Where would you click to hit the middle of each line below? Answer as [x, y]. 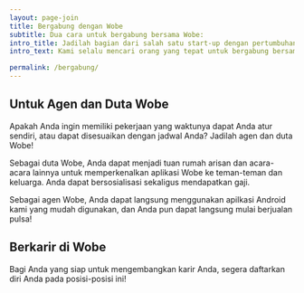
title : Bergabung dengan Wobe [66, 26]
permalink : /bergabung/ [54, 68]
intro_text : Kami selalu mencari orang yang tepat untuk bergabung [139, 52]
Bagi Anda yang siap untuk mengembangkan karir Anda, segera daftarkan [147, 269]
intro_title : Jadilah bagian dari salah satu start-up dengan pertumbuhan [153, 43]
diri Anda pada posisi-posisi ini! [68, 279]
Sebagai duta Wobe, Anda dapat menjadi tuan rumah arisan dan [128, 163]
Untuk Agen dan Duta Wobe [89, 104]
